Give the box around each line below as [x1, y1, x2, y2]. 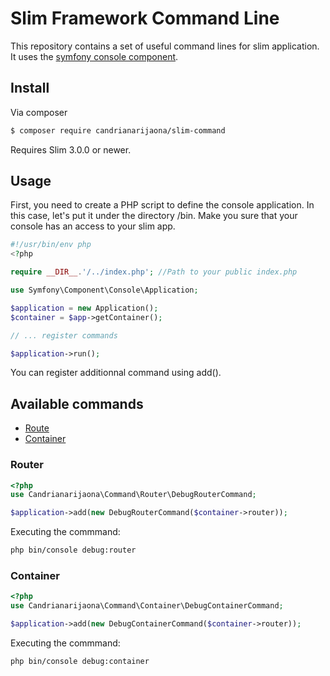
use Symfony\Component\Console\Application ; [10, 285, 199, 296]
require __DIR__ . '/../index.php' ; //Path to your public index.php [10, 267, 298, 277]
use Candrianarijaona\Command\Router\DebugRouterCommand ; [10, 490, 257, 500]
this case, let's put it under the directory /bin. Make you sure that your [10, 210, 298, 222]
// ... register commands [10, 330, 118, 341]
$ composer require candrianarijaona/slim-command [10, 125, 226, 136]
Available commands [10, 395, 144, 412]
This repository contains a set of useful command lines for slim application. [10, 40, 320, 52]
